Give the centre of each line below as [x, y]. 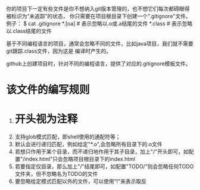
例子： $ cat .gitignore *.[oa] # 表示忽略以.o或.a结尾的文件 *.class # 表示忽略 [99, 23]
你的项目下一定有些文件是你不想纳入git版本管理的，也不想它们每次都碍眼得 [98, 9]
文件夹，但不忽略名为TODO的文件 [56, 174]
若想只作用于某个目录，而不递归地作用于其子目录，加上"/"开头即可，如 [101, 152]
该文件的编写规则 [48, 90]
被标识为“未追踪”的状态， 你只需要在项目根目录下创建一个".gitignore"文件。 [99, 16]
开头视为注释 [46, 119]
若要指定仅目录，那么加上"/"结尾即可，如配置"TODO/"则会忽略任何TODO [104, 167]
